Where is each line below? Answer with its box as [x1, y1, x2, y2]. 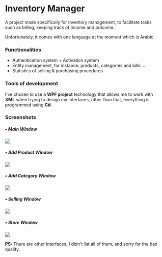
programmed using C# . [5, 102, 53, 108]
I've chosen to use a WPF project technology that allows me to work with [5, 91, 153, 97]
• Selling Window [5, 196, 41, 202]
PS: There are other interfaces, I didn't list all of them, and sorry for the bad [5, 241, 158, 247]
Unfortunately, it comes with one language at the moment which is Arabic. [5, 34, 155, 40]
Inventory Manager [5, 3, 85, 14]
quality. [5, 246, 20, 252]
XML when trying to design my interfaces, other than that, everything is [5, 96, 150, 102]
